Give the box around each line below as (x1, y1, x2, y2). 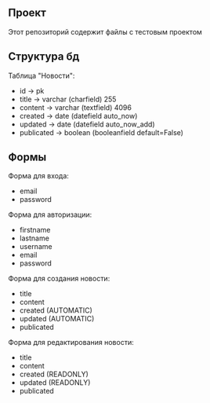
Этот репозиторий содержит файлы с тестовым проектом (8, 27, 202, 36)
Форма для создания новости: (8, 274, 110, 284)
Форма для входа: (8, 171, 69, 181)
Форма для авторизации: (8, 210, 92, 219)
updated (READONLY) (19, 378, 91, 387)
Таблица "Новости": (8, 71, 75, 80)
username (19, 242, 52, 251)
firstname (19, 225, 51, 235)
